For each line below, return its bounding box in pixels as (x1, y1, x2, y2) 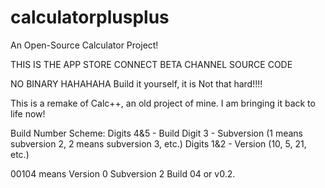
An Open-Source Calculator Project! (10, 39, 159, 51)
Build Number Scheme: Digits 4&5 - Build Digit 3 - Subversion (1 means (10, 127, 303, 139)
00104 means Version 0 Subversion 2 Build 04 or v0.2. (10, 167, 236, 180)
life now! (10, 107, 46, 120)
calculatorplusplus (10, 6, 170, 29)
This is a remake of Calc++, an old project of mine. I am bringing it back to (10, 97, 316, 109)
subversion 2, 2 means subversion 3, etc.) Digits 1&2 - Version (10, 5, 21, (10, 137, 307, 150)
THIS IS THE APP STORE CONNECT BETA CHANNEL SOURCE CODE (10, 58, 293, 70)
